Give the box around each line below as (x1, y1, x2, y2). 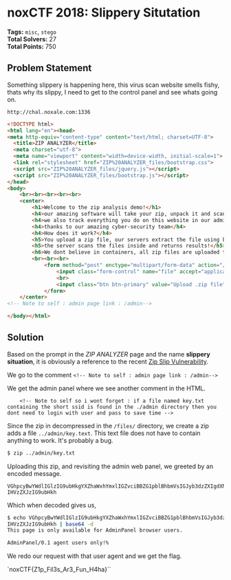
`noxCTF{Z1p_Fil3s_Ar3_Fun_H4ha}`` (7, 566, 111, 574)
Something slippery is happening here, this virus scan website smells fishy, (7, 81, 220, 89)
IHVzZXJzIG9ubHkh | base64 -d (7, 521, 94, 528)
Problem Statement (7, 62, 92, 74)
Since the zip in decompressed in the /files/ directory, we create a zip (7, 421, 210, 430)
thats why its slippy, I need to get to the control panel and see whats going (7, 88, 218, 96)
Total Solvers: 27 (7, 34, 57, 43)
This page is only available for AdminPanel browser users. (7, 527, 184, 534)
